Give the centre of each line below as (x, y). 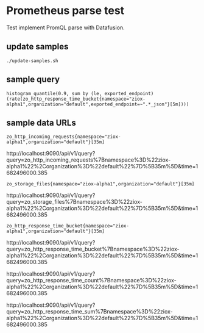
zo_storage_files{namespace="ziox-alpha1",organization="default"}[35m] (100, 184)
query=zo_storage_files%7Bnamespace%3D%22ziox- (75, 202)
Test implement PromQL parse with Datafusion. (65, 27)
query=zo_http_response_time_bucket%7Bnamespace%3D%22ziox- (93, 249)
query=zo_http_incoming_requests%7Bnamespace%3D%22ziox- (89, 160)
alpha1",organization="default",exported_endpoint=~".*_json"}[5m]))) (98, 104)
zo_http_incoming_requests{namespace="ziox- (64, 137)
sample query (33, 80)
